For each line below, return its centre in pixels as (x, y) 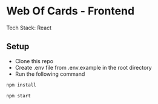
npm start (19, 96)
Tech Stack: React (29, 28)
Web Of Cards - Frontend (71, 11)
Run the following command (50, 74)
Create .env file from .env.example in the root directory (84, 67)
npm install (21, 85)
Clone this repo (34, 61)
